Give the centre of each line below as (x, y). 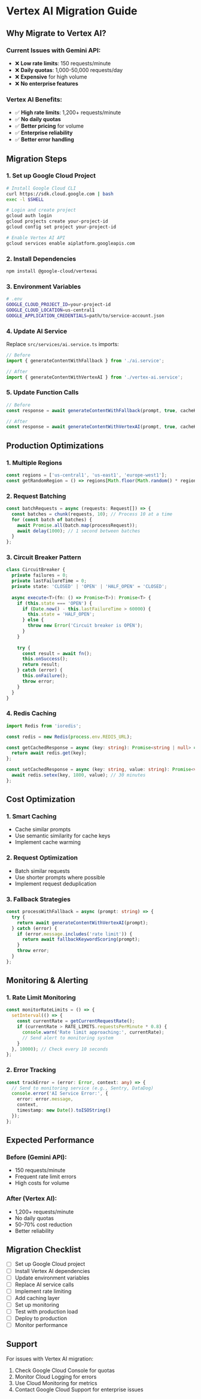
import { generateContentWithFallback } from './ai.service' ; (85, 361)
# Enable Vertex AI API (36, 238)
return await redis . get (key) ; (49, 753)
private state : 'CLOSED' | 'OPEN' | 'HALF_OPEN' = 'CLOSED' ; (89, 587)
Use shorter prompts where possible (60, 877)
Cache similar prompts (42, 830)
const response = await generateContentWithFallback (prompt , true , (92, 410)
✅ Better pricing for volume (49, 126)
